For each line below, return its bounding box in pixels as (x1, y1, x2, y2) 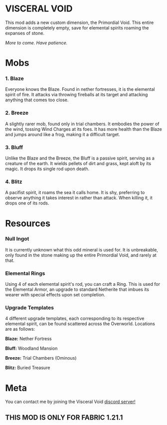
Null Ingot (5, 235, 29, 242)
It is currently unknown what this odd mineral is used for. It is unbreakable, (5, 246, 159, 252)
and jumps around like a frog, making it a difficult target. (5, 131, 121, 137)
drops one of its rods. (5, 200, 49, 206)
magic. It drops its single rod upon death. (5, 166, 90, 172)
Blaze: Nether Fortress (5, 336, 52, 342)
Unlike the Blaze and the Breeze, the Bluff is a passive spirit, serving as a (5, 155, 155, 161)
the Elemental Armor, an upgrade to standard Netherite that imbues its (5, 286, 150, 292)
